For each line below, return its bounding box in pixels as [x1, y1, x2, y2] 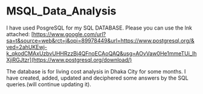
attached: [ [6, 30, 34, 37]
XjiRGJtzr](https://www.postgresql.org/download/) [6, 56, 132, 63]
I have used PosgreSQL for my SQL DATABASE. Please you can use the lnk [6, 24, 192, 31]
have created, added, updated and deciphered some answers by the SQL [6, 74, 188, 81]
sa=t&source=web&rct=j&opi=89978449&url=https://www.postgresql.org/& [6, 37, 195, 44]
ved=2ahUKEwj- [6, 43, 47, 51]
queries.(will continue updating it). [6, 80, 92, 88]
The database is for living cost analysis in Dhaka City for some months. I [6, 67, 186, 75]
